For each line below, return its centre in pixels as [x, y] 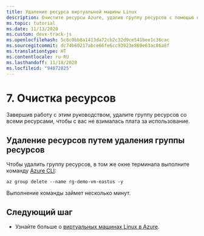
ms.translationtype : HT [36, 51]
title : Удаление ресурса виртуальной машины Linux [72, 12]
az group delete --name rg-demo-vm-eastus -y [65, 182]
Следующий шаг [39, 212]
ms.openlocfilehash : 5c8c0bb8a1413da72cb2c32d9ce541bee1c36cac [88, 40]
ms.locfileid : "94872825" [39, 68]
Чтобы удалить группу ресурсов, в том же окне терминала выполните [98, 165]
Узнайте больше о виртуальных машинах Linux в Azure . [87, 226]
